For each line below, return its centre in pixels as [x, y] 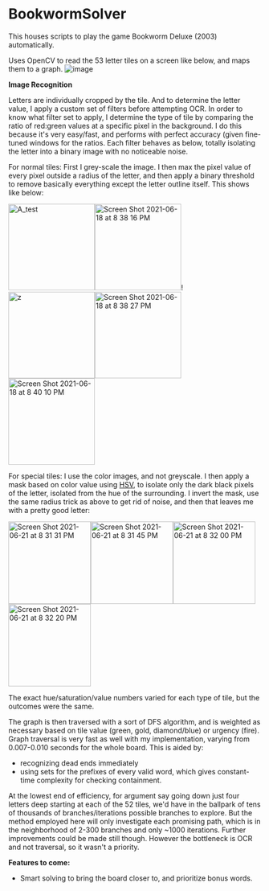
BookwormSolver [67, 14]
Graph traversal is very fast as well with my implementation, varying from [129, 739]
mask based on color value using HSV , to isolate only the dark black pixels [131, 484]
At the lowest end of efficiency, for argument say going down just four [124, 795]
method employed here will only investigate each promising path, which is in [134, 821]
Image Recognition [41, 84]
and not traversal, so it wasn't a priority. [74, 847]
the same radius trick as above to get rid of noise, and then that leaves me [131, 501]
